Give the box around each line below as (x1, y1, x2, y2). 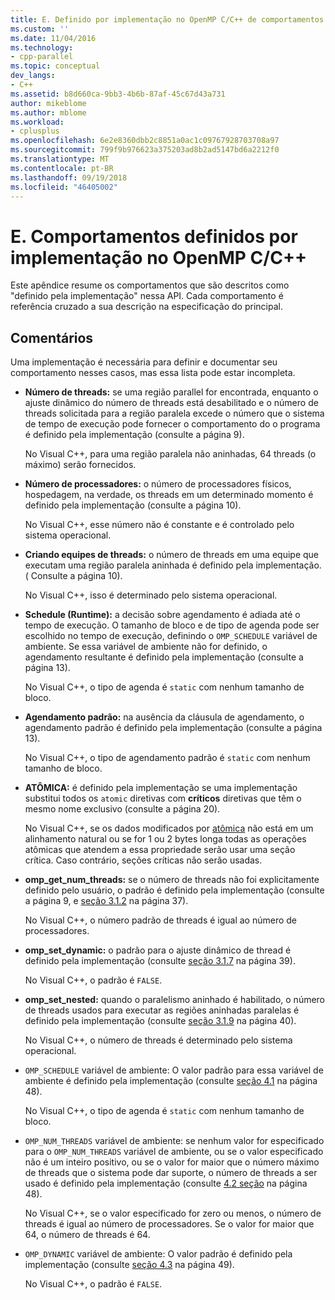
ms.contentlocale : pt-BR (10, 163, 114, 173)
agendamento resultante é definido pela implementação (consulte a (24, 651, 304, 663)
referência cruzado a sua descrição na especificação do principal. (10, 301, 283, 313)
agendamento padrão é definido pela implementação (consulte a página (24, 722, 323, 734)
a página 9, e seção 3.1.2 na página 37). (24, 895, 189, 907)
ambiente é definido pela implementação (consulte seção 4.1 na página (24, 1075, 318, 1087)
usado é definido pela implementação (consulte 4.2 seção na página (24, 1177, 308, 1190)
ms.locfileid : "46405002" (10, 182, 118, 192)
